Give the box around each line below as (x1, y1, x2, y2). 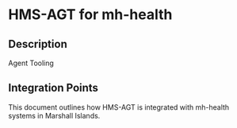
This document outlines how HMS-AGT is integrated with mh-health (8, 102, 230, 112)
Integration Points (8, 81, 99, 95)
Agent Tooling (8, 58, 54, 68)
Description (8, 37, 67, 51)
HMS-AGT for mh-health (8, 6, 173, 24)
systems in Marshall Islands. (8, 111, 101, 120)
